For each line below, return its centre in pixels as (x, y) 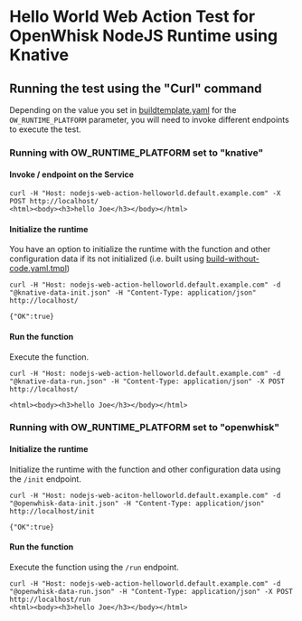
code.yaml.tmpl (38, 268)
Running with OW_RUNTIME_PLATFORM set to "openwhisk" (145, 428)
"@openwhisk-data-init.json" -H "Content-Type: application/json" (137, 503)
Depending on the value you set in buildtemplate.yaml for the (123, 110)
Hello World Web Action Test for (132, 17)
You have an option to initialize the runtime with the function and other (140, 249)
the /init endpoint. (45, 479)
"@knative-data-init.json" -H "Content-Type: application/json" (133, 293)
